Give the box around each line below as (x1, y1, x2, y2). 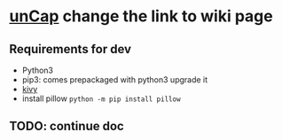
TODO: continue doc (9, 119, 124, 134)
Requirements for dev (9, 42, 131, 57)
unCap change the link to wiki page (9, 6, 273, 27)
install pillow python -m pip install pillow (21, 93, 181, 104)
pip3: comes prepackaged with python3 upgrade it (21, 74, 208, 85)
